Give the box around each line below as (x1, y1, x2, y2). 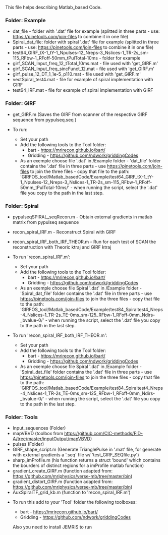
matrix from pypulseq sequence (12, 219, 79, 225)
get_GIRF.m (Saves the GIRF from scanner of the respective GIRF (12, 111, 148, 117)
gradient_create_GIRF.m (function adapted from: (12, 468, 113, 474)
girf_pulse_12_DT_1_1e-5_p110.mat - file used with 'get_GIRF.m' (12, 71, 141, 77)
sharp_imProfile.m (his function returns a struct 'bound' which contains (12, 457, 161, 463)
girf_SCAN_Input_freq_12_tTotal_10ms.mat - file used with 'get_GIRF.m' (12, 61, 158, 67)
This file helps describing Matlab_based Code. (5, 5, 102, 10)
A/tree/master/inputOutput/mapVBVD (12, 436, 91, 442)
